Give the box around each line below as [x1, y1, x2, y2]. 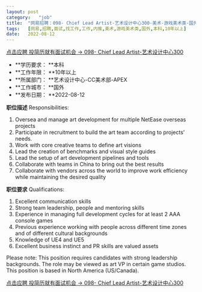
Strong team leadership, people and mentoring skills [14, 204, 145, 211]
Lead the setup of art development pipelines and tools [14, 154, 149, 162]
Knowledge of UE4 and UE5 [14, 236, 84, 243]
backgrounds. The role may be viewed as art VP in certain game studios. [6, 261, 186, 268]
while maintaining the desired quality [14, 174, 106, 181]
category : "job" [6, 14, 52, 20]
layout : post [6, 8, 39, 15]
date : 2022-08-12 [6, 31, 55, 37]
